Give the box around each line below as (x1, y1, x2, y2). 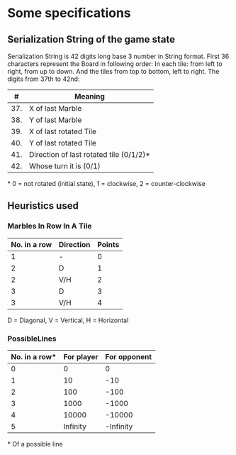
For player (63, 351, 99, 361)
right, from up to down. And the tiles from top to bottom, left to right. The (7, 67, 220, 75)
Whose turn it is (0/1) (29, 161, 101, 171)
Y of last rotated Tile (29, 138, 97, 148)
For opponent (105, 351, 152, 361)
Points (97, 239, 120, 249)
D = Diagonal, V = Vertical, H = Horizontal (7, 316, 129, 324)
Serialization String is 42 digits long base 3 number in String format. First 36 (7, 52, 230, 60)
